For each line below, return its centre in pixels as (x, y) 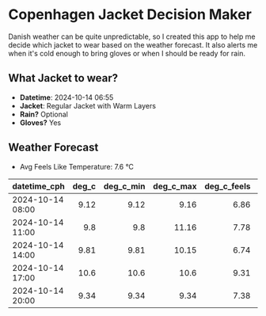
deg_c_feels (228, 186)
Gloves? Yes (40, 122)
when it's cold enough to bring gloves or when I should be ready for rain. (127, 53)
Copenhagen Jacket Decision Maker (130, 15)
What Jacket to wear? (63, 78)
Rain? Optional (44, 114)
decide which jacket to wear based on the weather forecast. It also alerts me (133, 44)
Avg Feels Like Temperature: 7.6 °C (77, 166)
